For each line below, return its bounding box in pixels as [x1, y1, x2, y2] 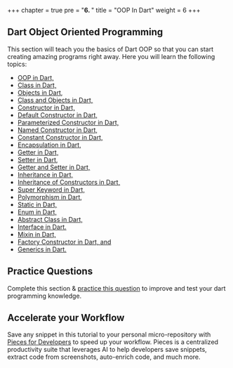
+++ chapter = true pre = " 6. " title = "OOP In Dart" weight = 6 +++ [7, 6, 201, 14]
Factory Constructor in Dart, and [17, 237, 112, 246]
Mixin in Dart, [17, 230, 56, 238]
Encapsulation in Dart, [17, 140, 82, 149]
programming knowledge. [7, 291, 82, 300]
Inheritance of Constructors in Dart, [17, 178, 121, 186]
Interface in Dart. [17, 223, 67, 231]
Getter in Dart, [17, 147, 59, 157]
